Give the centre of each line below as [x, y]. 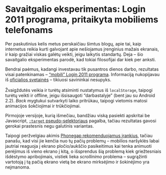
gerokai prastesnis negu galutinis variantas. [50, 126]
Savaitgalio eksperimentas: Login [76, 9]
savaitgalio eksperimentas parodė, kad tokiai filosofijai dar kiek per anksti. [81, 59]
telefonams [29, 30]
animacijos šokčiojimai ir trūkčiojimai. [43, 106]
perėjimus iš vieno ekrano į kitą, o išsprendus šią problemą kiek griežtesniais [83, 151]
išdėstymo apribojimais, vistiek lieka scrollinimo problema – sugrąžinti [76, 156]
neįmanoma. [18, 167]
